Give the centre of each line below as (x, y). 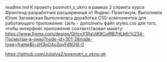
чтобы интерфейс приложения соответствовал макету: (64, 28)
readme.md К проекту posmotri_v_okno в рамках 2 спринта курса (75, 7)
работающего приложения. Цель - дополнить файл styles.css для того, (81, 23)
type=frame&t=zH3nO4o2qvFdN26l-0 (45, 44)
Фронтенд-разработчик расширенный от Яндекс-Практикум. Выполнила (84, 12)
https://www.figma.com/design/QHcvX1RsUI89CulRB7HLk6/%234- (75, 34)
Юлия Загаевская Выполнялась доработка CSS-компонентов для (76, 18)
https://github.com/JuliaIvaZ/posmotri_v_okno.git (56, 54)
